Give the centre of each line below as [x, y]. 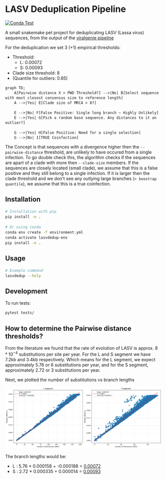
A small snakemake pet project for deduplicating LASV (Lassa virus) [75, 32]
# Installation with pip [31, 211]
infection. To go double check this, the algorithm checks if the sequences [80, 157]
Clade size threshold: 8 [36, 73]
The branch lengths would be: [36, 456]
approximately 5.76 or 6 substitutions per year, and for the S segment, [77, 365]
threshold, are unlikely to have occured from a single [98, 152]
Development [27, 291]
